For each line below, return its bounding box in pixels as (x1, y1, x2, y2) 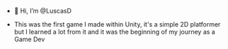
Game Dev (13, 35, 45, 43)
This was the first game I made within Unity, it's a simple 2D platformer (13, 20, 221, 28)
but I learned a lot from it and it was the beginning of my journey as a (13, 28, 216, 36)
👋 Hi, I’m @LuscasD (13, 7, 72, 15)
